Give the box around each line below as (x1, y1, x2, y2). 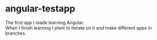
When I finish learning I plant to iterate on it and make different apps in (5, 24, 152, 30)
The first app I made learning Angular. (5, 19, 85, 25)
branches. (5, 30, 26, 36)
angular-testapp (5, 3, 75, 14)
